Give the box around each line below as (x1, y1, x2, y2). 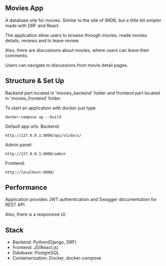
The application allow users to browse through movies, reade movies (5, 32, 147, 38)
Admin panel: (5, 142, 32, 148)
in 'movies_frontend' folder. (5, 95, 61, 101)
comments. (5, 52, 28, 58)
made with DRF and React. (5, 22, 60, 28)
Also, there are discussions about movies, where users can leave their (5, 47, 149, 53)
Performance (5, 183, 47, 192)
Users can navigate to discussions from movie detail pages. (5, 62, 128, 68)
